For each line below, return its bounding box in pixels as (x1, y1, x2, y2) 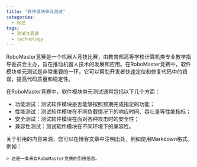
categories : (6, 14, 35, 20)
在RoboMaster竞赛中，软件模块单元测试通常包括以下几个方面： (6, 88, 160, 95)
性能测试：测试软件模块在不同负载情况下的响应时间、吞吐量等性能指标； (14, 108, 191, 115)
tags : (6, 25, 20, 31)
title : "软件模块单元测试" (6, 8, 66, 15)
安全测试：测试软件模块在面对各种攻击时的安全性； (14, 115, 140, 122)
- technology (11, 36, 44, 42)
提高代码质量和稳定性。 (16, 75, 74, 82)
